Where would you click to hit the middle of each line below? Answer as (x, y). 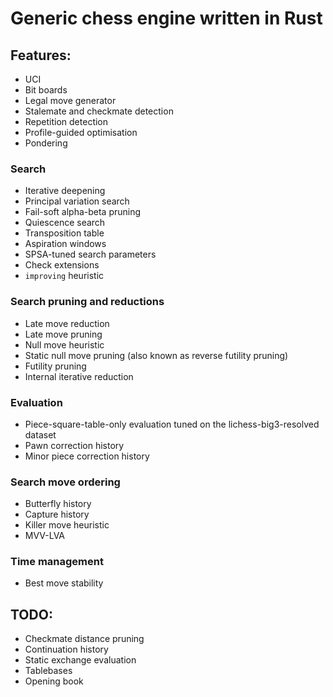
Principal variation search (77, 201)
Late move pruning (63, 334)
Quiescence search (65, 223)
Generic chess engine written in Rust (166, 18)
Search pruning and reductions (87, 302)
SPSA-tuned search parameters (90, 254)
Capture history (57, 514)
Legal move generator (70, 100)
